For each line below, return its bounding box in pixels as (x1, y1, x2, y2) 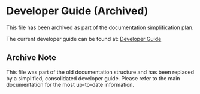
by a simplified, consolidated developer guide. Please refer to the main (6, 74, 181, 82)
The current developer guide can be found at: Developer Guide (6, 35, 162, 42)
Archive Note (6, 52, 57, 63)
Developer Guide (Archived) (6, 4, 149, 18)
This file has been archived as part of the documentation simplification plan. (6, 24, 194, 31)
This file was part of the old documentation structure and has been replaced (6, 68, 195, 76)
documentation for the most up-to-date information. (6, 81, 135, 88)
